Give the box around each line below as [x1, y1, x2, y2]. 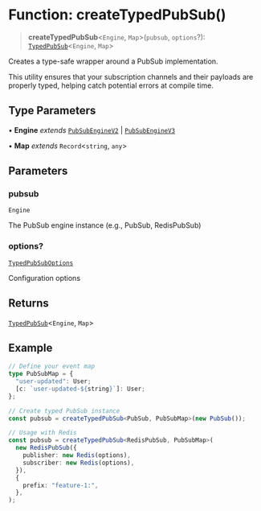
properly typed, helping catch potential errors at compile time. [8, 80, 214, 90]
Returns [8, 296, 50, 311]
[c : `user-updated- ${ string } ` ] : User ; [15, 385, 146, 393]
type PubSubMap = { [8, 370, 74, 378]
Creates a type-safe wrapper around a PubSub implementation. [8, 56, 218, 66]
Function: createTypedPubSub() [8, 6, 226, 24]
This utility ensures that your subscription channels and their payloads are [8, 72, 254, 81]
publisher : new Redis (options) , [22, 451, 131, 459]
